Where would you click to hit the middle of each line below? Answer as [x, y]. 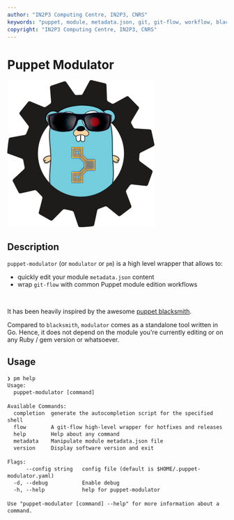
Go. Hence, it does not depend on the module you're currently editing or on [115, 332]
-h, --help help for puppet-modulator [87, 490]
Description [33, 247]
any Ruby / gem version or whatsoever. [63, 340]
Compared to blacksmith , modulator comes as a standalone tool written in [112, 325]
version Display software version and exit [84, 448]
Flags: [17, 462]
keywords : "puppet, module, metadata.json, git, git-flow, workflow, [110, 22]
